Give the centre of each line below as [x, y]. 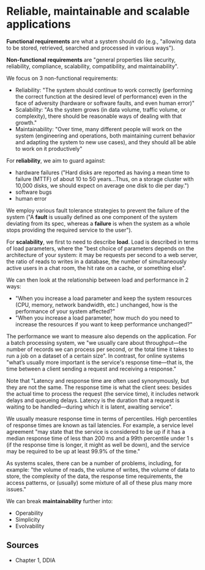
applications [39, 24]
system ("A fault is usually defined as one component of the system [92, 217]
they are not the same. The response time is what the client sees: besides [99, 387]
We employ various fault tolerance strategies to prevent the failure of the [98, 210]
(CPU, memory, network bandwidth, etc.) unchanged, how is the [96, 304]
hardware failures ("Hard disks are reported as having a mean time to [102, 172]
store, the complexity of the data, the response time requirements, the [95, 476]
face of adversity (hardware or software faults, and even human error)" [105, 103]
